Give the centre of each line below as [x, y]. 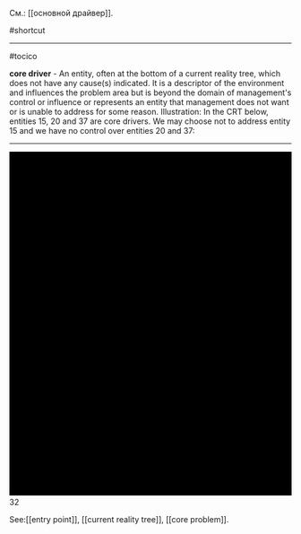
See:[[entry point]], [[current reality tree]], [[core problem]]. [119, 520]
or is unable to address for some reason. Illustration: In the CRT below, [139, 112]
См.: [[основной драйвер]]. [61, 13]
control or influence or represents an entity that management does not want [149, 102]
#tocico [23, 56]
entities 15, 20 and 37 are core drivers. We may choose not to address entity [150, 121]
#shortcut [27, 30]
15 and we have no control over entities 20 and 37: [102, 131]
